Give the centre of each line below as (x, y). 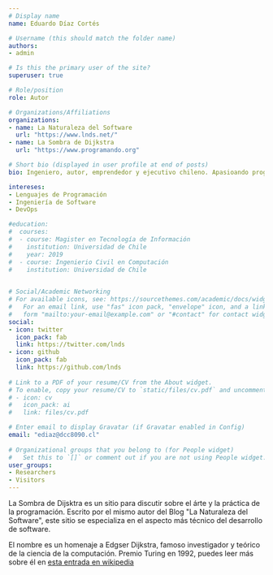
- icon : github (34, 352)
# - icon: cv (30, 398)
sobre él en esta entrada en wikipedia (71, 562)
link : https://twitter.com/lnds (71, 345)
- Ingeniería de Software (52, 202)
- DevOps (23, 210)
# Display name (34, 16)
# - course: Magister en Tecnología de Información (100, 240)
